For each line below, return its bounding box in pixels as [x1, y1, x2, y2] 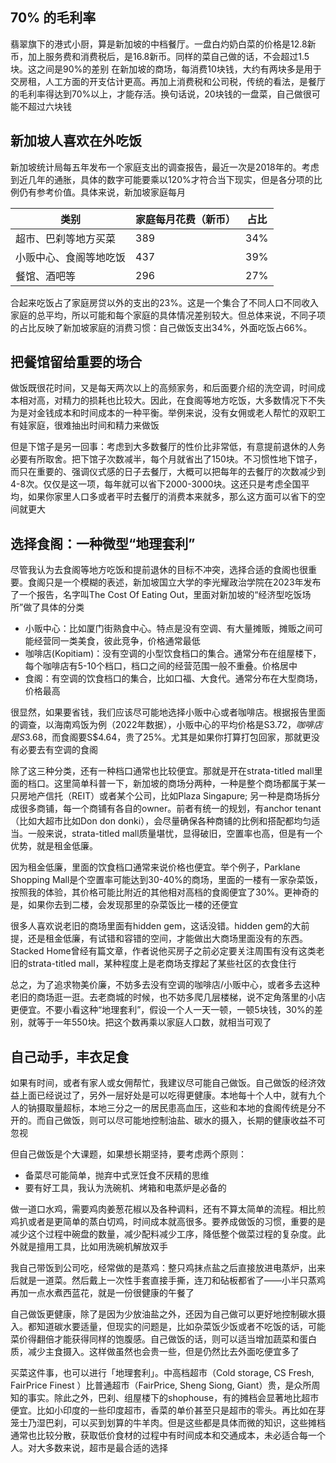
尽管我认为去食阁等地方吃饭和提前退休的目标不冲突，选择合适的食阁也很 [10, 564, 308, 576]
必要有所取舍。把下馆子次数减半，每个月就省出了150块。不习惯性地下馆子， [10, 453, 323, 465]
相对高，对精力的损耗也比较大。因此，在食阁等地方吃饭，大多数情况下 [18, 394, 308, 407]
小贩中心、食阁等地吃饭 [15, 250, 127, 264]
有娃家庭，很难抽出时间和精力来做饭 [10, 419, 160, 432]
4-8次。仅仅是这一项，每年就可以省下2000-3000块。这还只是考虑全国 [10, 478, 302, 490]
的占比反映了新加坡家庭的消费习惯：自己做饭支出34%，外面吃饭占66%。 [10, 321, 313, 333]
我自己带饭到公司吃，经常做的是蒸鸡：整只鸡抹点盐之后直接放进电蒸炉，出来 [10, 1262, 326, 1274]
